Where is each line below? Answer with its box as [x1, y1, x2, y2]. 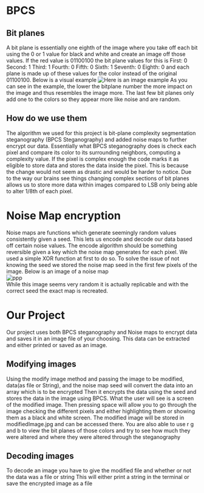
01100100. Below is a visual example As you [6, 77, 188, 83]
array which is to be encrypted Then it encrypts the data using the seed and [6, 388, 197, 395]
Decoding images [6, 450, 74, 461]
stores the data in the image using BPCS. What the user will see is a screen [6, 395, 194, 402]
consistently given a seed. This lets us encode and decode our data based [6, 235, 192, 243]
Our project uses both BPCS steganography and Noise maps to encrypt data [6, 328, 197, 336]
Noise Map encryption [6, 209, 121, 222]
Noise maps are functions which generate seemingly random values [6, 229, 177, 236]
